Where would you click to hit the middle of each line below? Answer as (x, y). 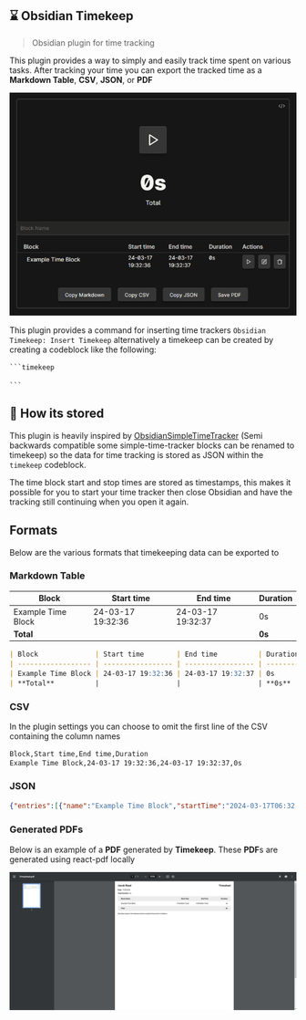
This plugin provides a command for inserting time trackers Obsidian (138, 330)
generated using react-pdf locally (72, 859)
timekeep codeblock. (48, 464)
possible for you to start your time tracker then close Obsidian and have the (151, 492)
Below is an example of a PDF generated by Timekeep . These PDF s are (144, 849)
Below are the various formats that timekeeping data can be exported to (144, 552)
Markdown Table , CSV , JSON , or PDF (81, 79)
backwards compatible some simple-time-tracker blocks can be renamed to (152, 445)
